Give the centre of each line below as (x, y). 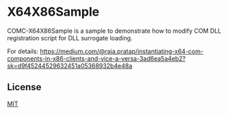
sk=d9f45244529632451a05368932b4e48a (70, 66)
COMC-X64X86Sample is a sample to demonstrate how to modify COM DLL (114, 31)
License (24, 87)
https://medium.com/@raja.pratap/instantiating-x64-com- (122, 51)
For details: (23, 51)
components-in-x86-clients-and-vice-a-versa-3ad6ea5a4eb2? (97, 58)
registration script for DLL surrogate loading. (70, 38)
